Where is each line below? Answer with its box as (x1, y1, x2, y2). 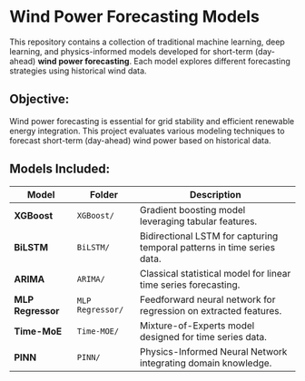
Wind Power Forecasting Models (9, 6, 261, 27)
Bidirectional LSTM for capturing (139, 230, 279, 242)
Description (189, 188, 242, 200)
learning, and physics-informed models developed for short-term (9, 45, 253, 56)
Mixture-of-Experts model (139, 319, 255, 332)
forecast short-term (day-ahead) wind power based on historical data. (9, 134, 271, 146)
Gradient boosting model (139, 203, 246, 216)
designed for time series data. (139, 330, 268, 343)
